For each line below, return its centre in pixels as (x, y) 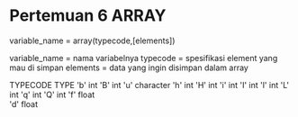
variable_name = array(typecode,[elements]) (92, 40)
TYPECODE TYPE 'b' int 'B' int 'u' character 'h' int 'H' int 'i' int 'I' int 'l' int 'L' (149, 85)
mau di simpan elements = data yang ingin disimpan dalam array (129, 67)
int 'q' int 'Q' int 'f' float (52, 94)
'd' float (24, 103)
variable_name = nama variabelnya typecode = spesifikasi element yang (144, 58)
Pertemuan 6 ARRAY (88, 16)
